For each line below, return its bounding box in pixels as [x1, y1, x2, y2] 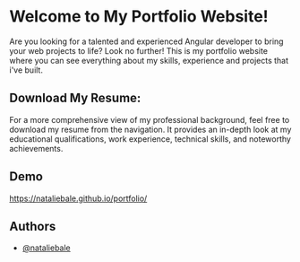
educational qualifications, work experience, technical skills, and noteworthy [9, 133, 291, 144]
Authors [9, 218, 56, 234]
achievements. [9, 143, 64, 153]
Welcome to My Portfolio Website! [9, 6, 269, 27]
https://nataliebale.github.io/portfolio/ [9, 193, 148, 204]
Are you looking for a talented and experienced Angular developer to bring [9, 36, 284, 47]
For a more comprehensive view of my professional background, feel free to [9, 114, 290, 125]
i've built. [9, 65, 43, 75]
